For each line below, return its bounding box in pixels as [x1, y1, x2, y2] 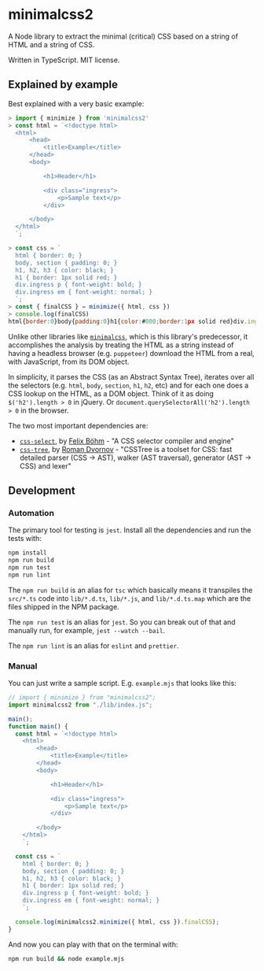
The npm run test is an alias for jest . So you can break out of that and [8, 617, 236, 627]
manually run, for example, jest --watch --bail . [8, 625, 166, 635]
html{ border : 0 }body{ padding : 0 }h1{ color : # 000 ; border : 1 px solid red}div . [8, 317, 247, 325]
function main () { [8, 722, 68, 730]
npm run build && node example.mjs [8, 954, 125, 962]
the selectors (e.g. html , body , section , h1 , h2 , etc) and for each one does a [8, 380, 249, 390]
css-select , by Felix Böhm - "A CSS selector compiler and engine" [19, 435, 234, 446]
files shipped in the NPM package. [8, 602, 119, 611]
